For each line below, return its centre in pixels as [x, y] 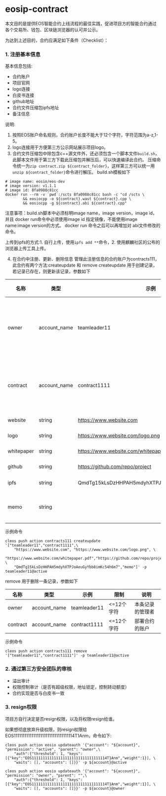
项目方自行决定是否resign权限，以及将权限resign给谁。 [61, 719]
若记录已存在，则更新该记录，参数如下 [51, 271]
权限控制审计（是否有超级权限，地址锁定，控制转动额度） [71, 687]
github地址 [23, 101]
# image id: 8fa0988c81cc [32, 190]
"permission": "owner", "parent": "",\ [46, 775]
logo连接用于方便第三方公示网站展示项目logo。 [60, 147]
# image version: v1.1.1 [31, 186]
